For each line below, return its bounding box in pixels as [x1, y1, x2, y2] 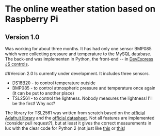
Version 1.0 [5, 33, 40, 41]
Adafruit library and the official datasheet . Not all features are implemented [5, 115, 155, 121]
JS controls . [5, 61, 29, 67]
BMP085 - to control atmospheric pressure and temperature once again [12, 85, 156, 91]
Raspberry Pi [5, 14, 58, 25]
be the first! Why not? [12, 101, 56, 106]
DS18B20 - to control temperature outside [12, 80, 96, 86]
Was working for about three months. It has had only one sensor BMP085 [5, 46, 152, 51]
